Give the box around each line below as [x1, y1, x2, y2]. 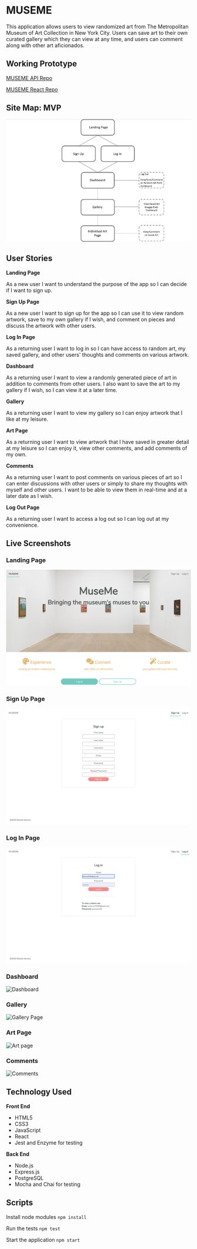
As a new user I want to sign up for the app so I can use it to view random [6, 310, 184, 317]
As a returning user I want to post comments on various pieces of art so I [6, 473, 182, 480]
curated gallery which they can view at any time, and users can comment [6, 35, 183, 42]
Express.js [14, 1168, 40, 1175]
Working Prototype [6, 59, 77, 69]
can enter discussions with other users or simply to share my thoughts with [6, 480, 188, 487]
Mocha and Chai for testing [14, 1181, 81, 1188]
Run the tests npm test [6, 1225, 60, 1232]
